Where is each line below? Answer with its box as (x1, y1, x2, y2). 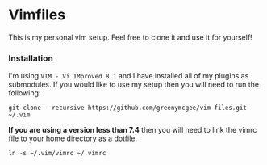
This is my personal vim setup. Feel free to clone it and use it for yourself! (8, 32, 252, 42)
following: (8, 88, 41, 98)
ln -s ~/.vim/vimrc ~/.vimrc (8, 150, 106, 158)
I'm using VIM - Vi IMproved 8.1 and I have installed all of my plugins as (8, 71, 249, 81)
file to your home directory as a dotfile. (8, 133, 137, 143)
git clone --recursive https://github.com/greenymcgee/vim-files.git (8, 104, 248, 112)
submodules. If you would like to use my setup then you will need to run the (8, 79, 260, 90)
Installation (8, 53, 54, 64)
